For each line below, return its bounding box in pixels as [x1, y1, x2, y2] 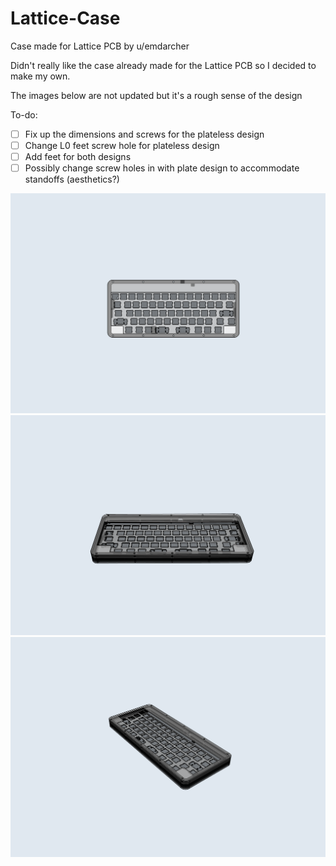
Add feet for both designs [24, 151, 132, 163]
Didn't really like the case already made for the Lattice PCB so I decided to [10, 59, 317, 71]
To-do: [10, 108, 38, 121]
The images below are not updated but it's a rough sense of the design [10, 89, 303, 101]
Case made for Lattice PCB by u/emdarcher [10, 40, 190, 52]
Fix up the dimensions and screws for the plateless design [24, 128, 265, 140]
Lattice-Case [10, 7, 121, 30]
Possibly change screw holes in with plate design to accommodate [24, 162, 300, 174]
